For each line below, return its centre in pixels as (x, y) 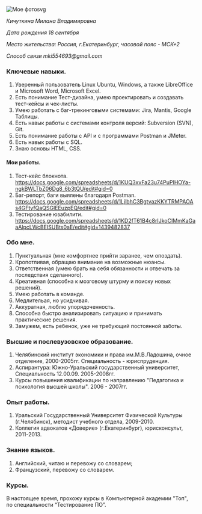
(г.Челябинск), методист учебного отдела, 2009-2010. (84, 422)
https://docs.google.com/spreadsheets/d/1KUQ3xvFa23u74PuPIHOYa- (103, 182)
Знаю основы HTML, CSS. (48, 149)
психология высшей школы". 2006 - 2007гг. (71, 387)
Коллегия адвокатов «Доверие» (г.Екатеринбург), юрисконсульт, (99, 428)
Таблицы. (27, 117)
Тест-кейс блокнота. (41, 176)
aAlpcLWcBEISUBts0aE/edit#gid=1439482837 (72, 227)
